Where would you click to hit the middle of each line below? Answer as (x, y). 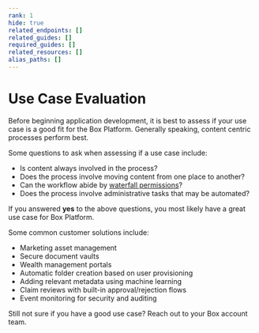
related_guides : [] (40, 38)
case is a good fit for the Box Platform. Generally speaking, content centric (129, 129)
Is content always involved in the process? (88, 168)
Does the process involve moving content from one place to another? (132, 176)
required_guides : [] (42, 45)
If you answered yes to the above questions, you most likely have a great (127, 208)
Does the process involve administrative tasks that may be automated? (135, 193)
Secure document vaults (60, 256)
